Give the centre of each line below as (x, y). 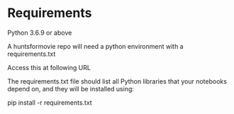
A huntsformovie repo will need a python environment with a (95, 46)
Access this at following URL (49, 67)
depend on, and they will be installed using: (71, 89)
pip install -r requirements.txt (50, 102)
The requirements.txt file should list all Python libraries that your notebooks (117, 81)
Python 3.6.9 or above (40, 33)
